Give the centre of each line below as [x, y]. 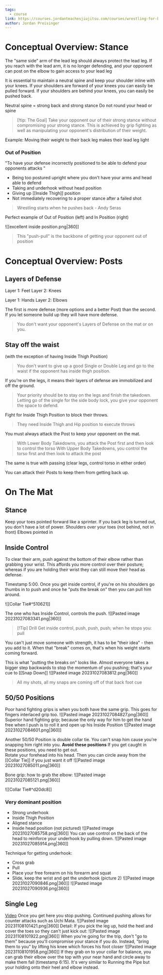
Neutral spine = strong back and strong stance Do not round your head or [79, 106]
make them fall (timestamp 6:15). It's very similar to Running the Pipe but [77, 962]
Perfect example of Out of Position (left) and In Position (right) [67, 217]
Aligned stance [27, 823]
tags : [10, 10]
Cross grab [23, 862]
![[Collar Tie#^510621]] [28, 604]
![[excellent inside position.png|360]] [42, 227]
